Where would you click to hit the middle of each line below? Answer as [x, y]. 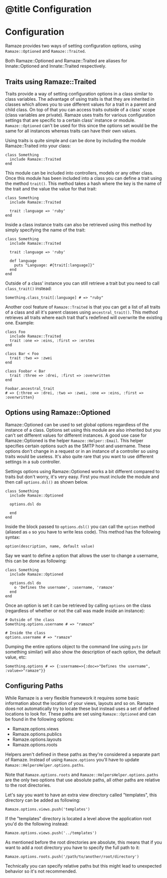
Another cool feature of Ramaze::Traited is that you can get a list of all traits [83, 307]
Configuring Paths [34, 686]
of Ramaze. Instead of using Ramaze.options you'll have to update [72, 759]
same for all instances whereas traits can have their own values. [71, 131]
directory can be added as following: [43, 800]
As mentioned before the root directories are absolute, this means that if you [83, 842]
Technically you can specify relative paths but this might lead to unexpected [83, 866]
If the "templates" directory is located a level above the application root [78, 818]
